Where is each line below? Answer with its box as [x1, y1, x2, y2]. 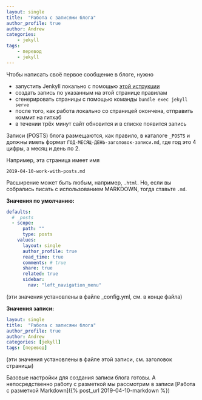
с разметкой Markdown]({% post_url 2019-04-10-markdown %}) [6, 387, 170, 395]
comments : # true [22, 259, 67, 266]
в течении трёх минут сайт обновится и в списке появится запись [15, 120, 187, 127]
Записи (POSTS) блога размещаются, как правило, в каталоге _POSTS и [6, 132, 190, 139]
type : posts [22, 231, 53, 237]
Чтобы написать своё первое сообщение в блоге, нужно [6, 70, 153, 78]
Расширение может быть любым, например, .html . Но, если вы [6, 178, 172, 186]
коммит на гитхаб [15, 114, 62, 121]
